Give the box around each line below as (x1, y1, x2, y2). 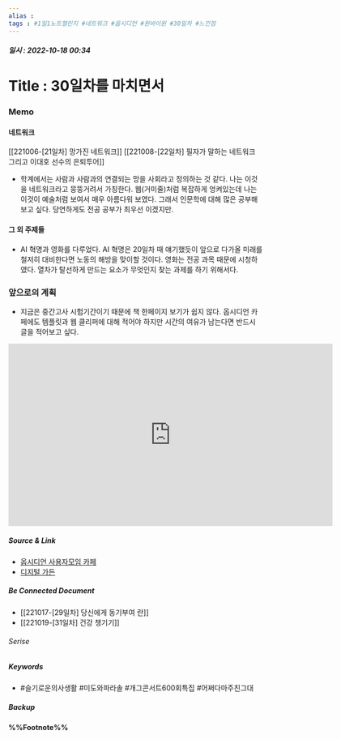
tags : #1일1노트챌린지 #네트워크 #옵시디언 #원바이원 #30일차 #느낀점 (8, 19, 216, 28)
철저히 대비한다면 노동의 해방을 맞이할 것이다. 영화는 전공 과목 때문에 (19, 254, 237, 264)
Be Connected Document (8, 586, 95, 596)
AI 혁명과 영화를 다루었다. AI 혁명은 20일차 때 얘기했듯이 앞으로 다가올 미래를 (19, 244, 263, 254)
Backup (8, 703, 35, 712)
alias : (8, 11, 35, 20)
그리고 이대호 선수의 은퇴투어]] (8, 157, 105, 167)
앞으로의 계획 (8, 287, 57, 298)
